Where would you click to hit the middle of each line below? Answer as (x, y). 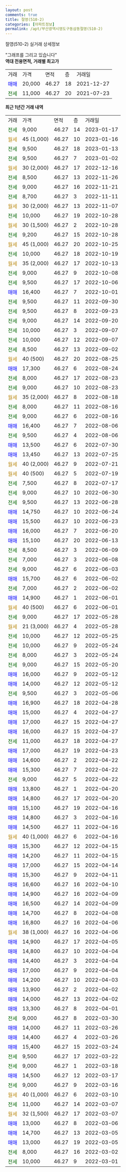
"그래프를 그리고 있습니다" (31, 55)
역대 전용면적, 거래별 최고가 (32, 61)
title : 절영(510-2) (25, 19)
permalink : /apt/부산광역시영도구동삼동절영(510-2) (54, 29)
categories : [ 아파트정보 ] (30, 24)
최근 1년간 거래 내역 (24, 107)
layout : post (19, 10)
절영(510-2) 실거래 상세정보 (33, 44)
